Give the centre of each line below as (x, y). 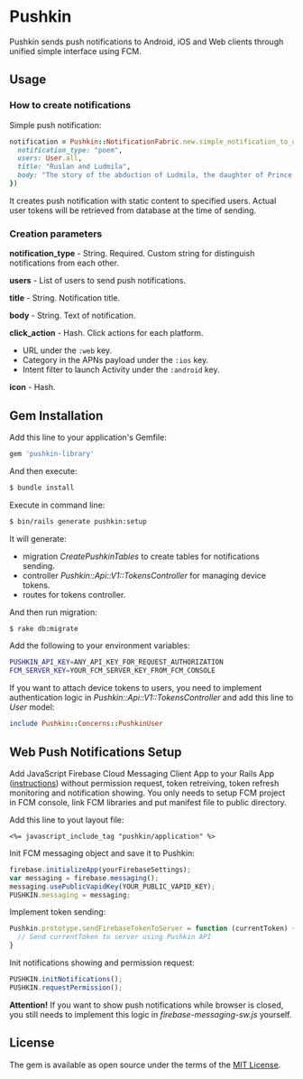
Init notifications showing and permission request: (102, 963)
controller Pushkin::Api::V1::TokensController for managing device (144, 575)
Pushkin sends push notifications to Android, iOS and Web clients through (147, 42)
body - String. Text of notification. (73, 316)
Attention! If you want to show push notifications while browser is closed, (147, 1005)
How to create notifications (70, 106)
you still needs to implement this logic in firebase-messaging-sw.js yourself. (151, 1014)
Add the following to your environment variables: (100, 646)
